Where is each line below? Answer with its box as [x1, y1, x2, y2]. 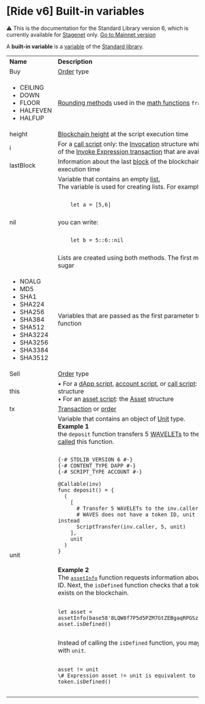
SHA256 [20, 307, 45, 316]
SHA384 [20, 315, 45, 324]
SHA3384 [20, 346, 49, 354]
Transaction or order [57, 404, 117, 413]
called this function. [57, 437, 115, 446]
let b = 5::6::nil [70, 236, 124, 244]
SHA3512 [20, 353, 49, 361]
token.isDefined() [57, 678, 112, 685]
